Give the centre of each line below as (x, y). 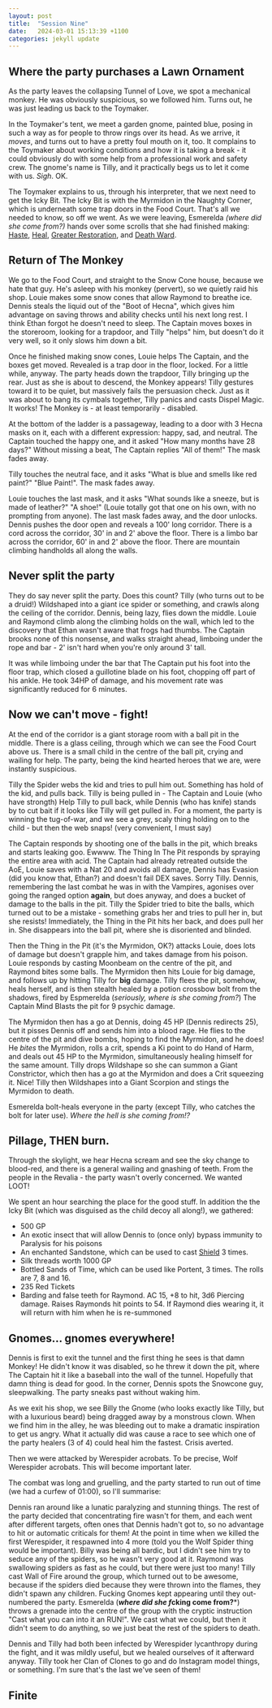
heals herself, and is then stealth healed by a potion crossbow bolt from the (135, 989)
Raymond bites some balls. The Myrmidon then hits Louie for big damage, (132, 971)
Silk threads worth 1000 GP (66, 1261)
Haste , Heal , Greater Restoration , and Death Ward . (93, 235)
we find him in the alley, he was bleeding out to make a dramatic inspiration (134, 1426)
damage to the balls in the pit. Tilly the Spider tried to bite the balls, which (132, 904)
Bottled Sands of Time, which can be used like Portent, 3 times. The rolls (142, 1270)
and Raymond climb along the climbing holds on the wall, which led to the (132, 621)
